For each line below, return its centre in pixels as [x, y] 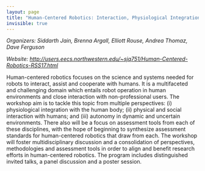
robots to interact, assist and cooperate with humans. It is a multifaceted [97, 84]
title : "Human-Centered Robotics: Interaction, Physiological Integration [103, 18]
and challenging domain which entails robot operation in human [86, 90]
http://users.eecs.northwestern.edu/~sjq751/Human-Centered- [109, 59]
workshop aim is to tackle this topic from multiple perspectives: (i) [89, 103]
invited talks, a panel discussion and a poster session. [74, 162]
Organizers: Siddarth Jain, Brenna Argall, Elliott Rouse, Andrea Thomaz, [97, 41]
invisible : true [27, 23]
